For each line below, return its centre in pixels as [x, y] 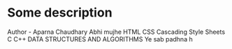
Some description [60, 13]
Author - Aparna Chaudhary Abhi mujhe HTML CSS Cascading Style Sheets [116, 32]
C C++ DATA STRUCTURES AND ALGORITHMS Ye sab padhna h [100, 39]
